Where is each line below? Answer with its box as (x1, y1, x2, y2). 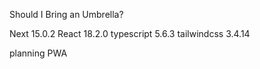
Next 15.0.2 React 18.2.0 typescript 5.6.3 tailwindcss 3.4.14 (9, 28, 251, 39)
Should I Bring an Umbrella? (9, 9, 124, 20)
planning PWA (9, 47, 68, 59)
